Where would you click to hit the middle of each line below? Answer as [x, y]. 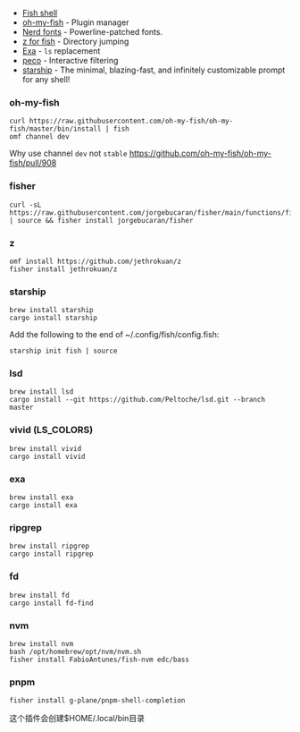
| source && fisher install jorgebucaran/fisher [101, 220]
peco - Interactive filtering [70, 60]
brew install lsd [42, 392]
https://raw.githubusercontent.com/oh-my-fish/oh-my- [131, 121]
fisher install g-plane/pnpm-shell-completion [97, 701]
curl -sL [25, 205]
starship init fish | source [63, 351]
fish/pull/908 [33, 163]
